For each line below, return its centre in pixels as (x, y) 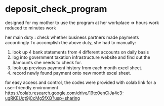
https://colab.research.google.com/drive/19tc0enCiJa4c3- (65, 93)
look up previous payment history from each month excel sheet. (77, 68)
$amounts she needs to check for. (47, 62)
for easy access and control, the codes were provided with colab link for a (81, 82)
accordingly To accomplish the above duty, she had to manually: (71, 42)
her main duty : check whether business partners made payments (72, 37)
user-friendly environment (32, 87)
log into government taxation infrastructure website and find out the (81, 57)
